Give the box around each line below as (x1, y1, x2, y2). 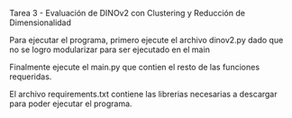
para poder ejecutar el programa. (9, 98, 132, 109)
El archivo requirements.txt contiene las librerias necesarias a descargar (9, 89, 278, 99)
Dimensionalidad (9, 17, 72, 28)
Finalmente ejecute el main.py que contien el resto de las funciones (9, 62, 260, 72)
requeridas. (9, 71, 52, 82)
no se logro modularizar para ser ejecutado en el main (9, 44, 210, 55)
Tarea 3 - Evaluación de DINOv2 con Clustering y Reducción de (9, 8, 246, 18)
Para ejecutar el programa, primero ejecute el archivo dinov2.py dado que (9, 35, 284, 45)
